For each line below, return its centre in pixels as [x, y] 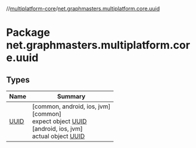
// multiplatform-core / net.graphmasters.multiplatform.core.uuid [83, 9]
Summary [71, 96]
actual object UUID [58, 136]
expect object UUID [60, 121]
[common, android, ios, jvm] [71, 106]
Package [28, 33]
